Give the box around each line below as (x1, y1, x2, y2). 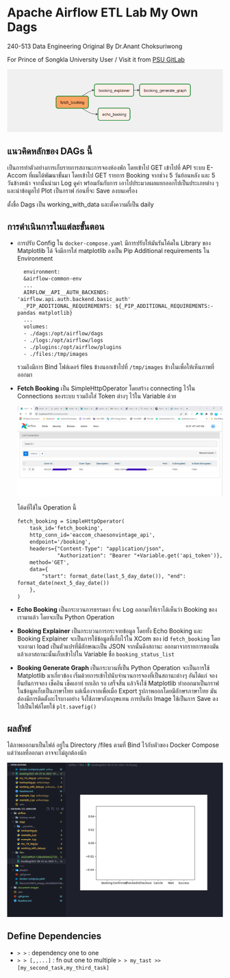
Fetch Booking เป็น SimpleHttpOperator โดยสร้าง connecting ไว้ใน (16, 384, 196, 392)
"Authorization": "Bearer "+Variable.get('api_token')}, (57, 552, 223, 560)
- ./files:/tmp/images (23, 351, 88, 358)
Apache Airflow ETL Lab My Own (7, 5, 199, 21)
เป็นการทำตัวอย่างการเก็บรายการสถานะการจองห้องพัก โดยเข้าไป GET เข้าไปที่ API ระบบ (7, 163, 205, 172)
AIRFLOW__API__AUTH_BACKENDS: (23, 289, 110, 296)
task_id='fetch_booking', (29, 525, 104, 532)
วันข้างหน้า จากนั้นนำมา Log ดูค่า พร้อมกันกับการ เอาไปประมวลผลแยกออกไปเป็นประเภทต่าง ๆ (7, 179, 219, 187)
